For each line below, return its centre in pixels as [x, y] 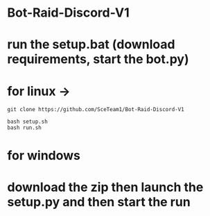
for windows [44, 155]
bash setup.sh [28, 122]
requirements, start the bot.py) [98, 59]
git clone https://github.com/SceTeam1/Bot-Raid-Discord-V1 [96, 110]
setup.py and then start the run [99, 202]
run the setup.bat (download [91, 45]
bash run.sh [24, 128]
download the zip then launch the [105, 187]
